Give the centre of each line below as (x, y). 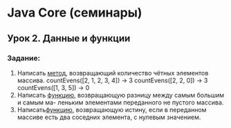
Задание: (24, 58)
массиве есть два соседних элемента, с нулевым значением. (109, 117)
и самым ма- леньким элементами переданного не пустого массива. (120, 102)
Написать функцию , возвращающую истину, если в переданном (112, 109)
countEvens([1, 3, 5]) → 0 (53, 87)
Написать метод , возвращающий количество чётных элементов (113, 73)
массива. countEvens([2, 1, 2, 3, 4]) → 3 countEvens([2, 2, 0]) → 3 (112, 80)
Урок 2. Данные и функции (69, 38)
